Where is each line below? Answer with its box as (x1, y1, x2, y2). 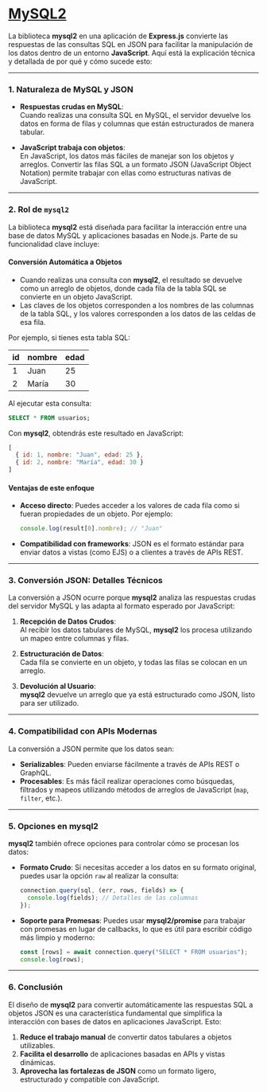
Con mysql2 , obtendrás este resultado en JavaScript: (8, 428, 184, 438)
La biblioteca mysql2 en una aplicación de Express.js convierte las (8, 31, 229, 41)
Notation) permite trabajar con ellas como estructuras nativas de (19, 168, 232, 178)
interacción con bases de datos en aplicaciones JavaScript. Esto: (8, 1016, 222, 1026)
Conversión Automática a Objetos (8, 257, 122, 267)
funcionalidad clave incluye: (8, 239, 100, 249)
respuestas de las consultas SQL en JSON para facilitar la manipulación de (8, 39, 253, 49)
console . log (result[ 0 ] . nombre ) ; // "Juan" (19, 525, 163, 533)
